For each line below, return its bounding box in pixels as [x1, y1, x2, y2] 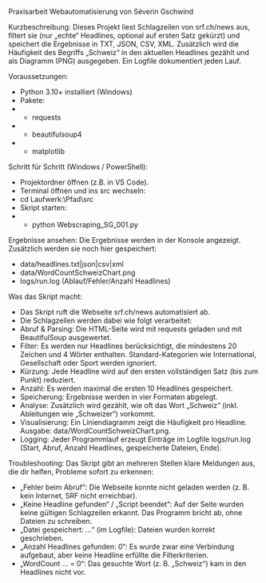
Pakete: [19, 96, 46, 105]
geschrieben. [19, 533, 64, 542]
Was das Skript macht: [8, 291, 82, 301]
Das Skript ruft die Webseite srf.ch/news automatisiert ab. [19, 307, 210, 316]
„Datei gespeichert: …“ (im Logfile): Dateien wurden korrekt [19, 525, 216, 534]
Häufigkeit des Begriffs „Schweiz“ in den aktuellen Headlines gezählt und [8, 48, 250, 57]
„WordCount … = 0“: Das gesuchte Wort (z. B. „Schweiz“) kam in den [19, 559, 247, 568]
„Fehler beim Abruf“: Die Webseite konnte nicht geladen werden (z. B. [19, 482, 250, 492]
